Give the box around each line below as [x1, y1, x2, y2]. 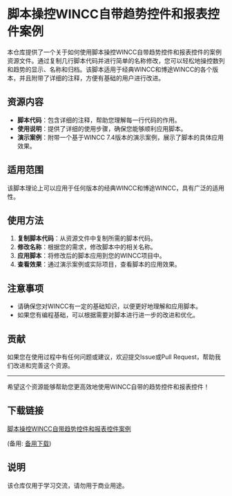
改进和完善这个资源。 [12, 362, 74, 369]
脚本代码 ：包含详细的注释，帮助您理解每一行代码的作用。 [17, 116, 181, 124]
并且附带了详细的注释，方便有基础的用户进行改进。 [19, 73, 164, 82]
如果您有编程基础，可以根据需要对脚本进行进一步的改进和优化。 [17, 311, 199, 319]
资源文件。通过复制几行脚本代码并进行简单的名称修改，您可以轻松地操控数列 [7, 56, 225, 64]
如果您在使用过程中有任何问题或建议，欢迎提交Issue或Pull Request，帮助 [7, 353, 215, 361]
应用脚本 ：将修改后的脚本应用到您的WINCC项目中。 [17, 251, 166, 260]
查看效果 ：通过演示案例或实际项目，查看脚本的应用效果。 [17, 260, 181, 269]
